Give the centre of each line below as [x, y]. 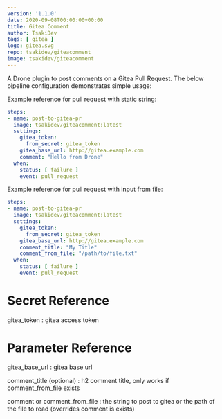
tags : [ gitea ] [30, 39]
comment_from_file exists [44, 388]
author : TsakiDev [32, 33]
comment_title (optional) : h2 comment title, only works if [88, 380]
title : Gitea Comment [38, 26]
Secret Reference [58, 301]
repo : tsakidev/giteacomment [49, 53]
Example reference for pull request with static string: [82, 99]
